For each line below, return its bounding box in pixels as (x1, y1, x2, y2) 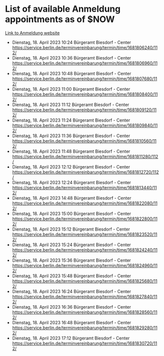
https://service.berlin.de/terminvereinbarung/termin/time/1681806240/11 (12, 44, 158, 50)
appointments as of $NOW (5, 14, 115, 25)
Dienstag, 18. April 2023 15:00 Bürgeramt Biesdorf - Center (12, 210, 131, 216)
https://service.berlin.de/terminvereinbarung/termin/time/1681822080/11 (12, 200, 158, 206)
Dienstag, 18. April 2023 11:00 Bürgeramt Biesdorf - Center (12, 86, 130, 92)
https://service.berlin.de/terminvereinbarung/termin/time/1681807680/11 (12, 76, 158, 82)
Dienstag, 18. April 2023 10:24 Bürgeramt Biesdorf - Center (12, 39, 131, 45)
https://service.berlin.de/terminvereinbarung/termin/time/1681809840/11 (12, 122, 158, 128)
